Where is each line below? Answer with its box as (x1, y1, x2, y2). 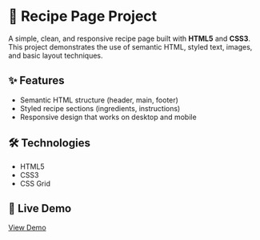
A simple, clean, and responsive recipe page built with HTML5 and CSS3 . (8, 34, 250, 43)
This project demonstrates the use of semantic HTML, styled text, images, (8, 42, 253, 51)
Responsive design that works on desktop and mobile (19, 112, 198, 122)
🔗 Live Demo (8, 202, 72, 215)
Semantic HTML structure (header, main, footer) (19, 95, 178, 105)
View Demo (8, 223, 46, 233)
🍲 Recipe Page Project (8, 7, 158, 26)
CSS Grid (19, 178, 50, 188)
